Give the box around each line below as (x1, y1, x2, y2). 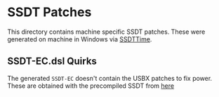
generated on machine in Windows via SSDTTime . (7, 34, 152, 43)
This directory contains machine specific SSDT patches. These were (7, 27, 206, 36)
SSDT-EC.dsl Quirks (7, 56, 97, 67)
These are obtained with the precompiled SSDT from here (7, 82, 174, 90)
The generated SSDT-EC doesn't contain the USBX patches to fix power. (7, 74, 213, 82)
